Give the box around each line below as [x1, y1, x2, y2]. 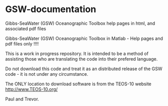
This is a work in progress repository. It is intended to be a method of [5, 50, 149, 57]
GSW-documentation [5, 4, 96, 15]
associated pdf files [5, 25, 46, 31]
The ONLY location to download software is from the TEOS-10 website [5, 81, 152, 87]
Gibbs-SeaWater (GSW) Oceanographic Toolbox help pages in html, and [5, 20, 155, 26]
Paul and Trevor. [5, 96, 39, 102]
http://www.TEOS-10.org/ [5, 86, 58, 92]
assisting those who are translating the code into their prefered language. [5, 56, 158, 62]
